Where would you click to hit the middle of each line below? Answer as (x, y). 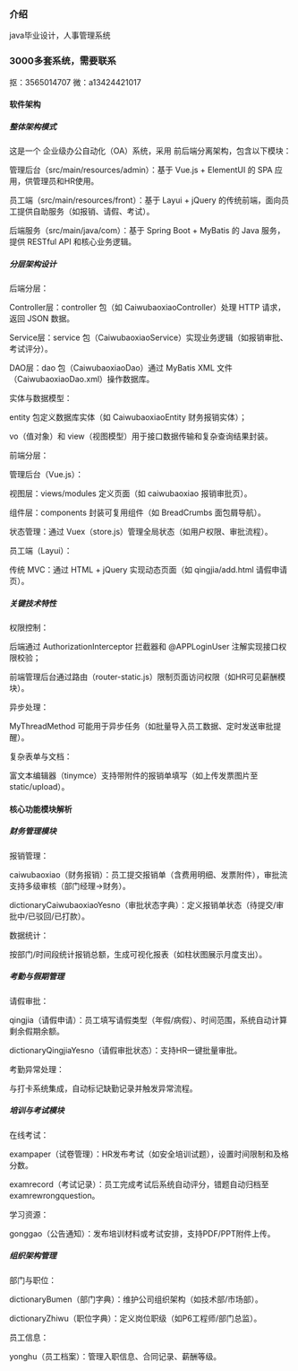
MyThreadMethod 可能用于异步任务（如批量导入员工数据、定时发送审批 (141, 726)
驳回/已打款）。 (63, 916)
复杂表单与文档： (41, 756)
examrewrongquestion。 (55, 1195)
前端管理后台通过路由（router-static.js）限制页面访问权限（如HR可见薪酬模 (148, 677)
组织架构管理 (33, 1256)
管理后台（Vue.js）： (46, 475)
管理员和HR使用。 (66, 181)
